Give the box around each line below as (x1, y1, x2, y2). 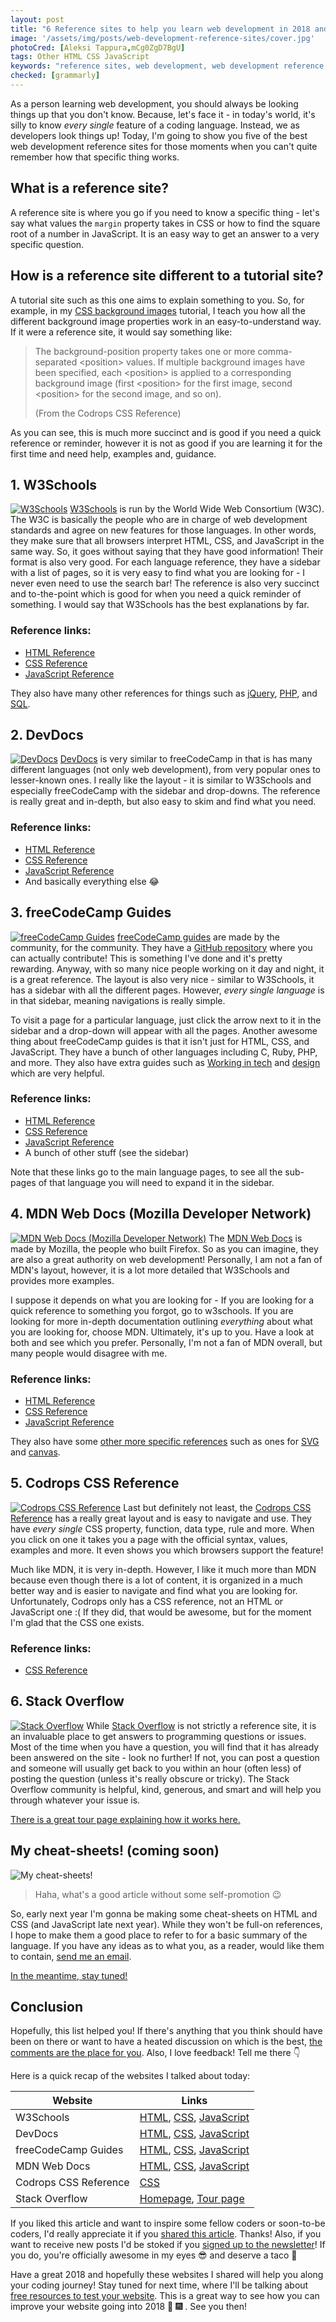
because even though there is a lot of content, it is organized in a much (10, 1574, 303, 1586)
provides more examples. (10, 1274, 115, 1286)
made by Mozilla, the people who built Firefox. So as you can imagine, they (10, 1242, 319, 1255)
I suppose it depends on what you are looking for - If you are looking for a (10, 1294, 315, 1306)
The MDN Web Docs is (208, 1232, 303, 1244)
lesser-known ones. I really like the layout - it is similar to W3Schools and (10, 774, 312, 786)
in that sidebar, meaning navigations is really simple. (10, 994, 226, 1006)
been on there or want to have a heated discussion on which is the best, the (10, 2036, 323, 2048)
